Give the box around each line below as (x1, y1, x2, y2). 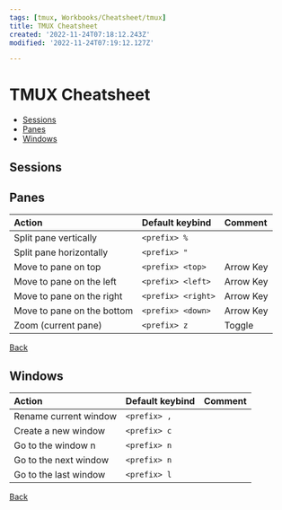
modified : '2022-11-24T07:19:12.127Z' (9, 38, 154, 48)
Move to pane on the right (13, 290, 123, 303)
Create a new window (13, 425, 106, 437)
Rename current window (13, 410, 118, 423)
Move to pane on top (13, 261, 101, 274)
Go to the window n (13, 439, 96, 452)
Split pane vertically (13, 232, 97, 244)
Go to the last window (13, 469, 106, 481)
